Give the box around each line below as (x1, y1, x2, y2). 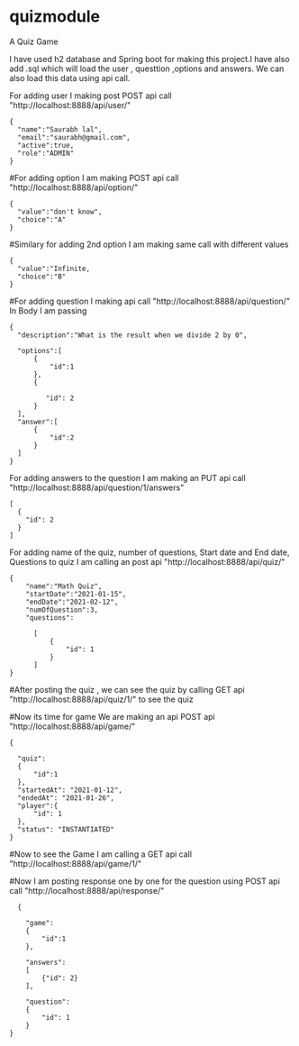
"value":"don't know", (17, 207, 103, 216)
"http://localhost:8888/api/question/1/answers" (9, 482, 185, 493)
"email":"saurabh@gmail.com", (17, 132, 131, 141)
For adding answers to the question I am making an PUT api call (9, 472, 246, 483)
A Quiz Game (9, 36, 59, 47)
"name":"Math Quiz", (25, 581, 103, 591)
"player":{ (17, 801, 59, 810)
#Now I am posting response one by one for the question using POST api (9, 876, 281, 887)
